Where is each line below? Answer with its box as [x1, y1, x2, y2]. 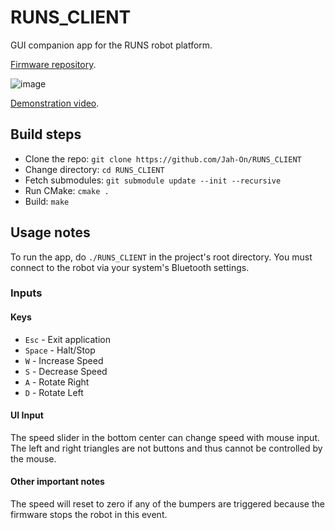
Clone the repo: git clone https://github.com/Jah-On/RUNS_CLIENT [24, 152, 302, 165]
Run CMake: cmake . [24, 184, 110, 196]
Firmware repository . [10, 58, 97, 70]
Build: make [24, 195, 70, 207]
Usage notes [10, 224, 91, 241]
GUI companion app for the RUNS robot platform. [10, 39, 213, 51]
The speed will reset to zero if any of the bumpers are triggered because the [10, 498, 325, 510]
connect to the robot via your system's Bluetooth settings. [10, 261, 250, 273]
